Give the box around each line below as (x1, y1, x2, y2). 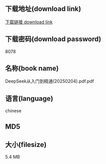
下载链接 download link (5, 19, 53, 25)
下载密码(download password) (5, 35, 101, 43)
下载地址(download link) (5, 4, 81, 13)
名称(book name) (5, 64, 59, 73)
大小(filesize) (5, 141, 46, 149)
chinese (5, 108, 21, 114)
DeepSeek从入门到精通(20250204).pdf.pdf (5, 78, 94, 84)
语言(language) (5, 94, 53, 103)
